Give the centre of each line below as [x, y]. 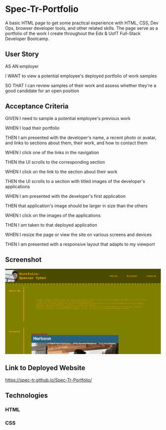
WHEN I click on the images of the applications [53, 215]
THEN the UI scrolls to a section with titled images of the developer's [75, 181]
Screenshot [23, 260]
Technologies [27, 396]
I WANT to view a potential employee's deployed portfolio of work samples [81, 76]
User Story [22, 54]
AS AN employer [22, 66]
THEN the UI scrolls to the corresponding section [55, 162]
